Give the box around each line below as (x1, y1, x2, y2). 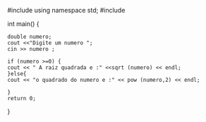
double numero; (7, 33, 52, 40)
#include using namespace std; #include (7, 6, 126, 14)
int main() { (7, 20, 40, 28)
